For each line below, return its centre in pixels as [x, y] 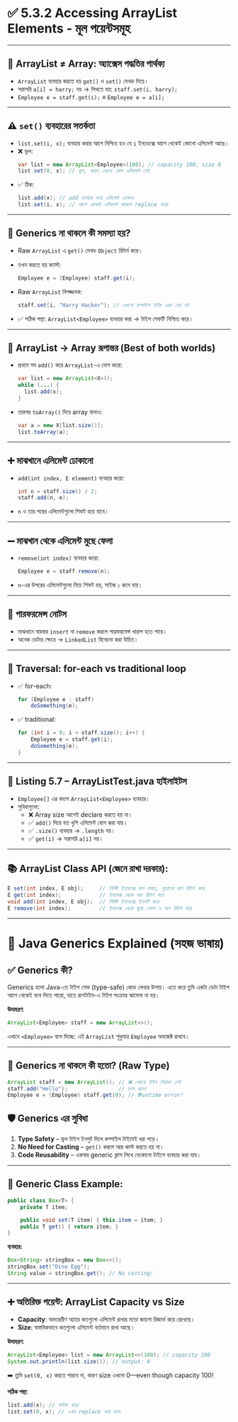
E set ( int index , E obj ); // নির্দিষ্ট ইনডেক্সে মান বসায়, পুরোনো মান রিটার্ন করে [106, 888]
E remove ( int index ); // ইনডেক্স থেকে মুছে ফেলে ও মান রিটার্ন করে [100, 909]
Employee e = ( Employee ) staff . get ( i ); [76, 278]
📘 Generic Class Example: [65, 1184]
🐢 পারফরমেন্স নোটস [37, 614]
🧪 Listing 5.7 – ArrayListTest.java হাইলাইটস [97, 782]
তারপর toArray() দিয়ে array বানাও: [60, 412]
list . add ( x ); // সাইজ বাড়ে [43, 1405]
